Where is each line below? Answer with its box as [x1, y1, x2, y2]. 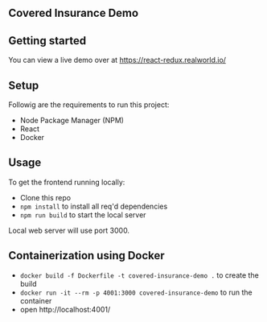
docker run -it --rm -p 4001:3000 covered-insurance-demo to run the [19, 287, 253, 297]
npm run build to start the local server [19, 209, 146, 220]
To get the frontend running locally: [8, 177, 125, 187]
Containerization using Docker [8, 249, 165, 262]
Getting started [8, 34, 87, 47]
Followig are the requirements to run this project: [8, 100, 170, 109]
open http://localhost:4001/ [19, 304, 111, 314]
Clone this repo [19, 192, 71, 202]
